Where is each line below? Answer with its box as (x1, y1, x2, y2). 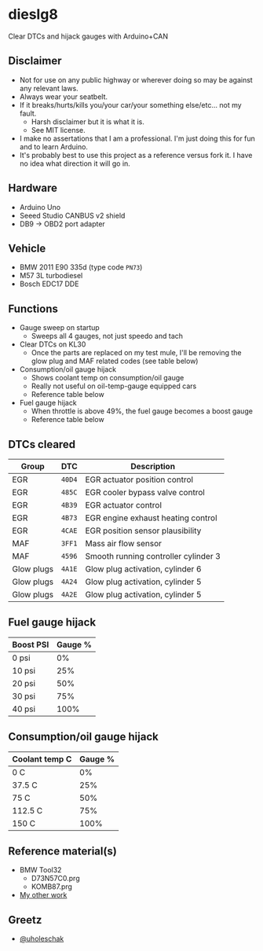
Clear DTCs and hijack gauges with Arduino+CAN (8, 31, 169, 41)
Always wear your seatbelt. (19, 92, 108, 101)
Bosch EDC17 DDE (19, 279, 79, 288)
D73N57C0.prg (31, 874, 80, 883)
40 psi (12, 703, 36, 714)
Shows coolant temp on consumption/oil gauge (31, 373, 184, 383)
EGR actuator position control (85, 474, 194, 485)
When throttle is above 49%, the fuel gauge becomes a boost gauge (31, 406, 254, 416)
